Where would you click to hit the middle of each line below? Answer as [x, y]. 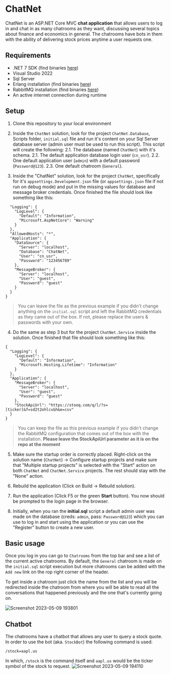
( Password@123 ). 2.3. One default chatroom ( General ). [68, 166]
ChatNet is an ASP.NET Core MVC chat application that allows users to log [84, 23]
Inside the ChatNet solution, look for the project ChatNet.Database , [81, 133]
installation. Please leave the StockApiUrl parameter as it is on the [88, 439]
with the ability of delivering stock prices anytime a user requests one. [79, 39]
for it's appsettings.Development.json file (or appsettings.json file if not [88, 181]
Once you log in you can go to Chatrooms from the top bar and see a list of [82, 556]
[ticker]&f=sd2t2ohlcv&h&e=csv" [39, 410]
